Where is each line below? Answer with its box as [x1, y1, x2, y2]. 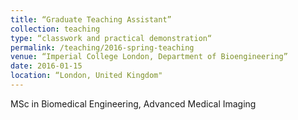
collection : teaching [10, 24, 101, 34]
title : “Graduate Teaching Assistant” [10, 14, 172, 25]
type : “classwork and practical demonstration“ [10, 33, 213, 43]
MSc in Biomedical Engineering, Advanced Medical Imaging [10, 97, 257, 110]
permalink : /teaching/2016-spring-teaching [10, 42, 195, 53]
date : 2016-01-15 [10, 61, 83, 71]
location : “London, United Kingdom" [10, 71, 163, 81]
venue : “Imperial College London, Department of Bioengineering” [10, 52, 288, 62]
